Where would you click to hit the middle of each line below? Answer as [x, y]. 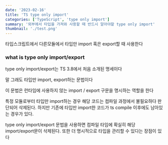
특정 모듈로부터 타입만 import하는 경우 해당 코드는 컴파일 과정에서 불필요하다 [81, 101]
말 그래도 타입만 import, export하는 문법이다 [49, 80]
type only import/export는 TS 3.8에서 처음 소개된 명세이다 [64, 69]
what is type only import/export [45, 57]
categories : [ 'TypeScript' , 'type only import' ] [57, 19]
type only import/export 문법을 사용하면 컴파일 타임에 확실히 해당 [70, 125]
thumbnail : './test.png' [31, 29]
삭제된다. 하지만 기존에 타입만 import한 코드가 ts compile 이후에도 [84, 107]
